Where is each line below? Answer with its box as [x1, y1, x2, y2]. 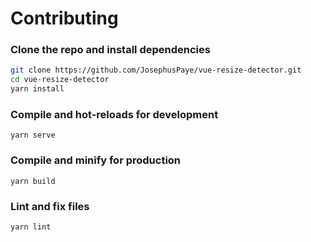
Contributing [10, 7, 119, 30]
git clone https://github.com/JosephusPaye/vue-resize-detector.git [10, 65, 302, 76]
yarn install [10, 84, 65, 94]
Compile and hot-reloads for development [10, 108, 219, 122]
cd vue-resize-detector [10, 75, 110, 85]
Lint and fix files [10, 199, 90, 213]
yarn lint [10, 222, 52, 232]
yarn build [10, 176, 56, 186]
